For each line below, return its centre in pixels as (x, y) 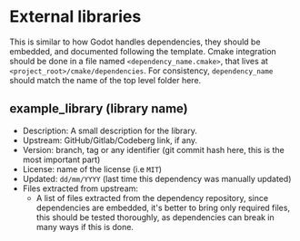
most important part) (61, 159)
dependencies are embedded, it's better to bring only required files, (163, 207)
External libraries (75, 17)
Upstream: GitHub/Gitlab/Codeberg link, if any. (110, 140)
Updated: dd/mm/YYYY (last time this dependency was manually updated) (157, 178)
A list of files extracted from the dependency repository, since (152, 198)
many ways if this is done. (85, 227)
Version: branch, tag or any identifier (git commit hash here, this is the (153, 149)
